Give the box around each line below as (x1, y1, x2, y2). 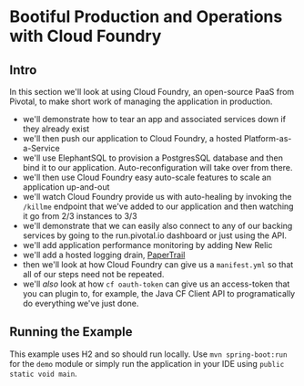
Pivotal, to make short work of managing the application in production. (9, 96, 273, 107)
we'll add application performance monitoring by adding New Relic (22, 240, 273, 250)
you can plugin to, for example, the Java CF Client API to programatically (22, 288, 296, 298)
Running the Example (9, 324, 134, 339)
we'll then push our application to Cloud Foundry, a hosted (22, 133, 243, 143)
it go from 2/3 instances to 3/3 (22, 211, 138, 221)
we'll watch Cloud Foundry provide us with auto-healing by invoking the (22, 192, 292, 202)
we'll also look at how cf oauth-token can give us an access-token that (22, 278, 290, 289)
